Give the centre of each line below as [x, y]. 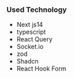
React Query [34, 39]
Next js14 [30, 25]
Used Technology [37, 10]
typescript [31, 32]
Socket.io [30, 47]
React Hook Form [41, 69]
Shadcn [27, 61]
